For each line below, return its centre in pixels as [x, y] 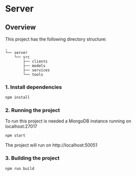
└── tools [33, 74]
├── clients [36, 61]
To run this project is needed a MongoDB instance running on [68, 121]
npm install [17, 97]
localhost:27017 [21, 126]
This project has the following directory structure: [56, 39]
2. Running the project [33, 110]
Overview [21, 27]
